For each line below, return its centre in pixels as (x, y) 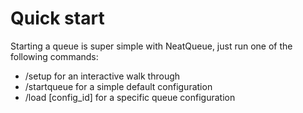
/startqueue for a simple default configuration (118, 86)
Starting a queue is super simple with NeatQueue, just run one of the (151, 46)
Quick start (57, 18)
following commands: (54, 56)
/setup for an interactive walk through (102, 76)
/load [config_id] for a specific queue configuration (130, 97)
